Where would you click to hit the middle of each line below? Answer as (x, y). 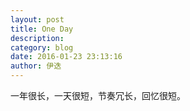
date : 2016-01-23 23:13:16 (66, 57)
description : (37, 38)
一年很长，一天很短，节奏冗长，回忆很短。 (98, 95)
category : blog (42, 47)
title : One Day (42, 29)
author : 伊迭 (36, 66)
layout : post (37, 19)
